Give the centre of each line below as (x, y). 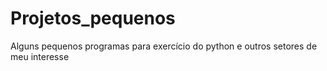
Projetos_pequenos (93, 18)
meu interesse (40, 56)
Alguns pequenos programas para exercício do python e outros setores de (164, 46)
